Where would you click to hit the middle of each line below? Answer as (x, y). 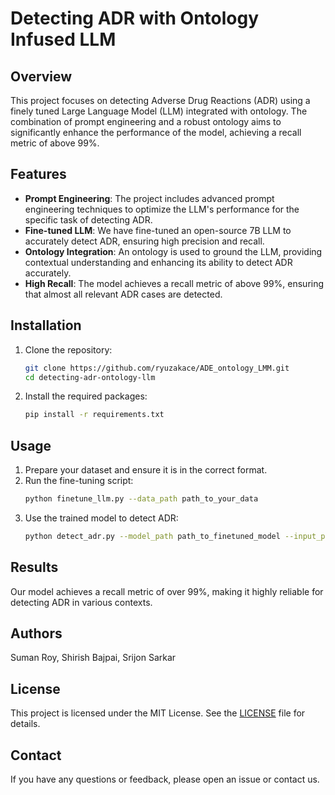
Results (34, 567)
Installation (46, 325)
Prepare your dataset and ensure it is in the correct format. (146, 470)
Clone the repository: (68, 349)
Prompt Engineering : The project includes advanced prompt (149, 198)
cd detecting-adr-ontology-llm (90, 377)
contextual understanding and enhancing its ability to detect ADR (158, 262)
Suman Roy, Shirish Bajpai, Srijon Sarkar (93, 658)
